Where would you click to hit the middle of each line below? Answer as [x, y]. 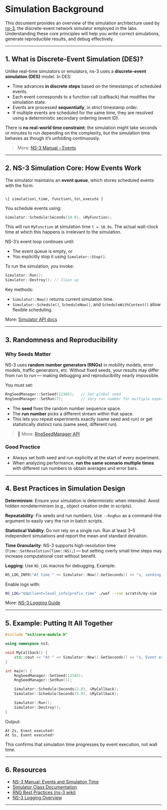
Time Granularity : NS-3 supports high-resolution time [60, 545]
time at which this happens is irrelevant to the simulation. [63, 232]
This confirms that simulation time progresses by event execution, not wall [81, 744]
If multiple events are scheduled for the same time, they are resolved [83, 113]
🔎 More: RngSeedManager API [48, 434]
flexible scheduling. [32, 310]
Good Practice [23, 447]
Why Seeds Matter [28, 354]
